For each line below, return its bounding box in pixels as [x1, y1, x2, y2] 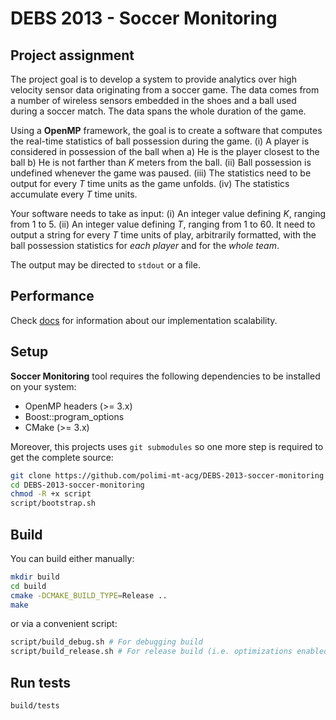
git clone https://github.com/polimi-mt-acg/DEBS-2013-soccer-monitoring [10, 470, 325, 481]
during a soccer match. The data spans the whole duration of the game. [10, 105, 307, 117]
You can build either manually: [10, 552, 135, 564]
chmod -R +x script [10, 489, 92, 499]
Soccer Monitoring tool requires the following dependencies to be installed [10, 370, 321, 382]
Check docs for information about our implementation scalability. [10, 314, 278, 326]
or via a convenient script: [10, 618, 118, 630]
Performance [10, 288, 95, 305]
